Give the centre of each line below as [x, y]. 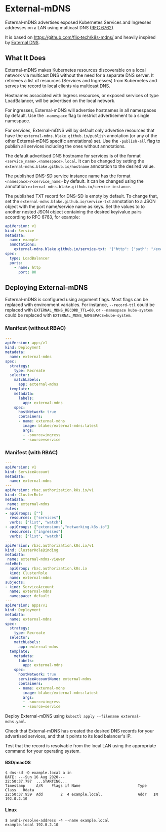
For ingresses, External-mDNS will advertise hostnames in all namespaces [81, 110]
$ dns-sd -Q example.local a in [38, 773]
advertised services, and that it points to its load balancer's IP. [68, 736]
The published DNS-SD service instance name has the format [68, 176]
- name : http [27, 267]
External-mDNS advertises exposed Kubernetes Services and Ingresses [78, 22]
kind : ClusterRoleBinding [32, 550]
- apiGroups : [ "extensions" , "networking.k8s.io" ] [57, 527]
